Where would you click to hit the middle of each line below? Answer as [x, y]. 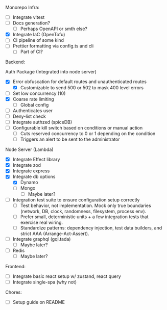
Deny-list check [29, 116]
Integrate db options [34, 177]
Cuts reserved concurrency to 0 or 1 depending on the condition [88, 134]
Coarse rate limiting [33, 99]
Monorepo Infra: [22, 7]
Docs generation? [31, 23]
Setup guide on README [39, 302]
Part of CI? [32, 52]
